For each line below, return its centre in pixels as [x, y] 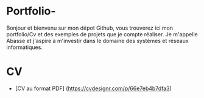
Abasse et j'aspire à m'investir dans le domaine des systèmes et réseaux [97, 41]
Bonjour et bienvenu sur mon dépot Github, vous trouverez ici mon [90, 28]
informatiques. [24, 47]
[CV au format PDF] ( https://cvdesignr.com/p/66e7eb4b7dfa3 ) [93, 88]
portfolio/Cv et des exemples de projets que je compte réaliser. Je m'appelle [102, 34]
